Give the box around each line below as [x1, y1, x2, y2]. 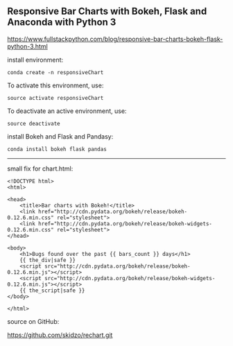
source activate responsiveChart [7, 94, 104, 101]
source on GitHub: [7, 317, 60, 325]
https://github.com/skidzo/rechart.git [7, 331, 113, 339]
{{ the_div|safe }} [19, 257, 76, 263]
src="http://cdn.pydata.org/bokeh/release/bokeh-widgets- [44, 275, 216, 282]
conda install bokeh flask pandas [7, 146, 107, 153]
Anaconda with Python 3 [7, 17, 116, 28]
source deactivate [7, 120, 60, 127]
